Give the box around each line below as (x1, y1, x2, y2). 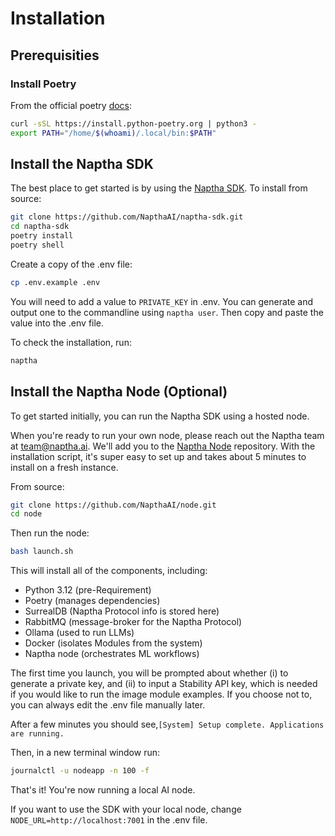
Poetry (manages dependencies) (24, 595, 161, 607)
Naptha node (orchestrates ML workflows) (24, 648, 200, 660)
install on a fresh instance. (10, 461, 119, 473)
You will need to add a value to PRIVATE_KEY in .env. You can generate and (10, 295, 314, 307)
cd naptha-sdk (10, 222, 70, 232)
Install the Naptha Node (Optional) (10, 383, 228, 401)
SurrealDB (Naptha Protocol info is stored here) (24, 605, 220, 617)
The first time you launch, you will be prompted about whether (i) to (10, 667, 289, 679)
